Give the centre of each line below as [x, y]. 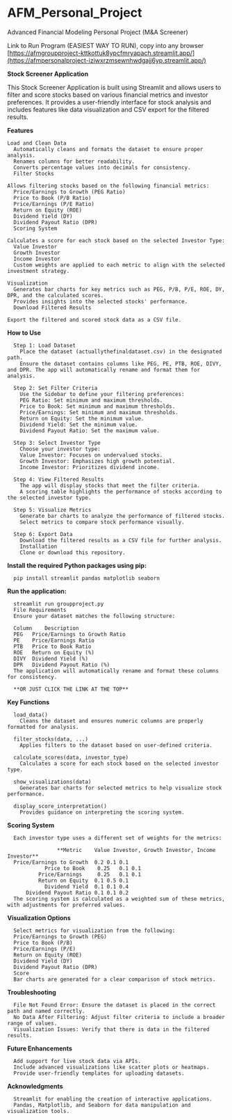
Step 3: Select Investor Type [57, 443]
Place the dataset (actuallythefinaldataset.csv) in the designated [121, 352]
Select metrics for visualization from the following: [94, 931]
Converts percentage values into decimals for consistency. [102, 167]
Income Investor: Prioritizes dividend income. [90, 467]
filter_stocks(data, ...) [51, 739]
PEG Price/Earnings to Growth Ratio [70, 634]
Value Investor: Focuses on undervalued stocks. [91, 455]
